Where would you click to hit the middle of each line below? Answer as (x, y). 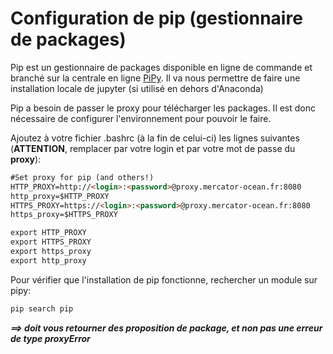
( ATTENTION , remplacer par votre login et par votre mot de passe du (153, 148)
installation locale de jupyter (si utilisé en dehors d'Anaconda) (137, 88)
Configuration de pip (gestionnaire (156, 18)
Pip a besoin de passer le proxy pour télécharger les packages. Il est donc (163, 108)
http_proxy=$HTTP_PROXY (60, 196)
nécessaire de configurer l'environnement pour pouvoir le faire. (141, 118)
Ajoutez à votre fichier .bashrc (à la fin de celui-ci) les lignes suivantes (155, 138)
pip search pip (42, 308)
